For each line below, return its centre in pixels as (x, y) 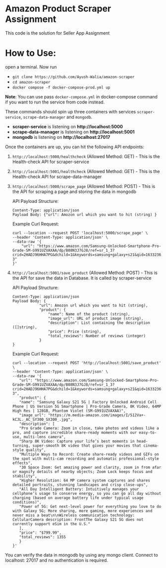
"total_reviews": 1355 (42, 537)
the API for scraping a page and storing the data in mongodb (74, 191)
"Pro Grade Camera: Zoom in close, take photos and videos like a (89, 428)
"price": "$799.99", (40, 533)
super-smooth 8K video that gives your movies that (87, 446)
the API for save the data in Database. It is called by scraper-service (82, 278)
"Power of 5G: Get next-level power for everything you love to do (90, 506)
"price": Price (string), (75, 331)
